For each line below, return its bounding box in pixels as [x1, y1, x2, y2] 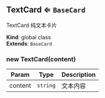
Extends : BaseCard [6, 40, 52, 47]
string [37, 82, 56, 89]
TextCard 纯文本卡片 [6, 21, 57, 29]
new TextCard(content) [6, 55, 77, 63]
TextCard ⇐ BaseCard [6, 5, 86, 15]
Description [61, 70, 96, 79]
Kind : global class [6, 33, 51, 41]
